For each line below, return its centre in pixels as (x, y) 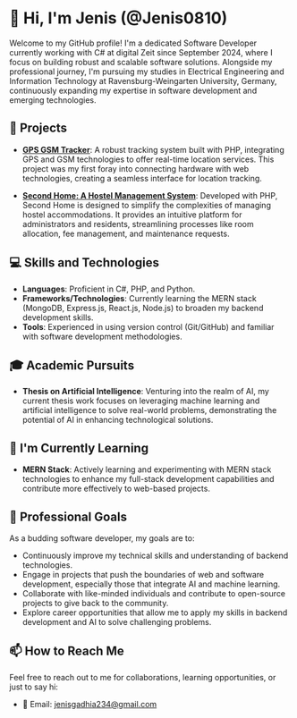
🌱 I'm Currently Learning (79, 448)
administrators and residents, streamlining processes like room (138, 224)
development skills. (58, 317)
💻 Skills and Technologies (84, 263)
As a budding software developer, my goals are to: (102, 538)
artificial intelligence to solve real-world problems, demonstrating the (149, 410)
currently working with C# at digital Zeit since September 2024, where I (141, 52)
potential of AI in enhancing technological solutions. (118, 420)
